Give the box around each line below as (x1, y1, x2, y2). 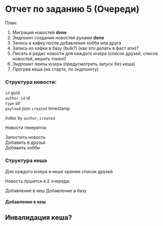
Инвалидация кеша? (5, 213, 72, 222)
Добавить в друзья (5, 139, 46, 145)
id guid (5, 90, 20, 96)
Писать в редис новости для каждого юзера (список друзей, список (12, 50, 159, 56)
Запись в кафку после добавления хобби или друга (12, 40, 121, 45)
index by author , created (5, 115, 55, 121)
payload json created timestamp (5, 105, 70, 112)
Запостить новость (5, 135, 46, 140)
